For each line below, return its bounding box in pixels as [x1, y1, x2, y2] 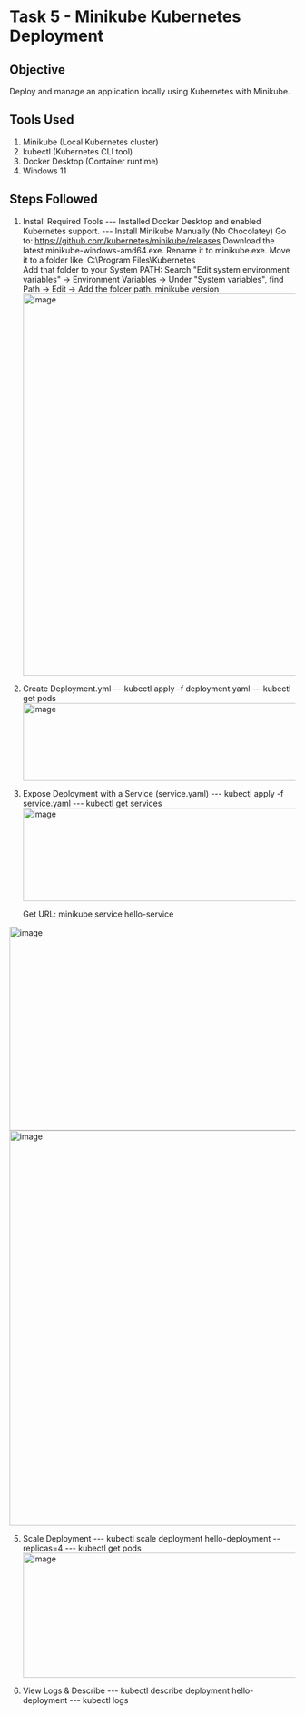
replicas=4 [22, 1542, 64, 1553]
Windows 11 [22, 165, 67, 176]
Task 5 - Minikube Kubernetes [9, 6, 241, 27]
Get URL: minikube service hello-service [22, 908, 174, 919]
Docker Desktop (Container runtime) [22, 155, 159, 166]
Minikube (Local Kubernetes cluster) [22, 136, 159, 147]
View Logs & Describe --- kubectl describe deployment [22, 1685, 230, 1696]
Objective [9, 62, 66, 77]
